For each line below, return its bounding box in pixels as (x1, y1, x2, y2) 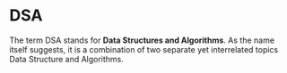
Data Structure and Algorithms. (9, 53, 124, 64)
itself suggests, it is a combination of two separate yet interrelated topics (9, 44, 279, 54)
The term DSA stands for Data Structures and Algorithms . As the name (9, 35, 275, 45)
